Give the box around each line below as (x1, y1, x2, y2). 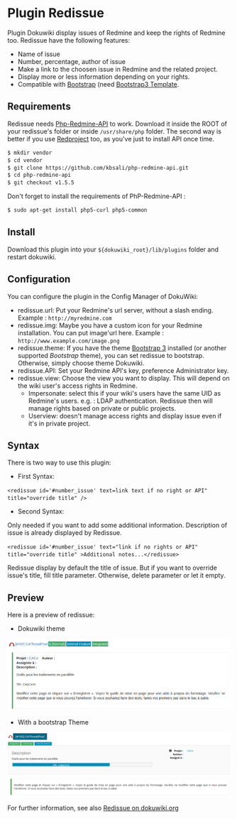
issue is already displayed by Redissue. (7, 528, 122, 537)
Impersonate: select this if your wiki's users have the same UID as (28, 389, 221, 397)
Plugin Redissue (7, 5, 104, 21)
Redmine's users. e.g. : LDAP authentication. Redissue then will (28, 396, 213, 405)
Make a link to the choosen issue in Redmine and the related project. (17, 65, 218, 73)
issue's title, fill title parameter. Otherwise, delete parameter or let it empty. (7, 571, 226, 580)
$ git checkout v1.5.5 (7, 179, 75, 186)
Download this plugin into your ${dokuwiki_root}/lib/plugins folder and (7, 245, 219, 254)
